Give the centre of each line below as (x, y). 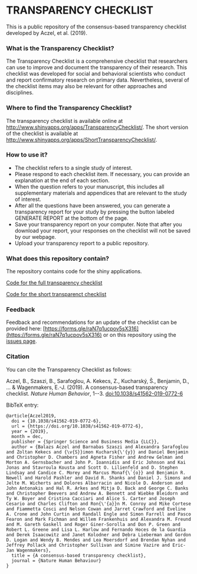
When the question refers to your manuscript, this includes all (89, 186)
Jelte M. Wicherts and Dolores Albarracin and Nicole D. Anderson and (95, 483)
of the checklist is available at (42, 133)
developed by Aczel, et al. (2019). (47, 33)
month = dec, (27, 436)
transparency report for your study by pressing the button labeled (94, 212)
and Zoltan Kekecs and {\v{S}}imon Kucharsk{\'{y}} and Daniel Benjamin (97, 452)
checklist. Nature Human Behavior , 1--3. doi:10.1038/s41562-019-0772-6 (95, 393)
